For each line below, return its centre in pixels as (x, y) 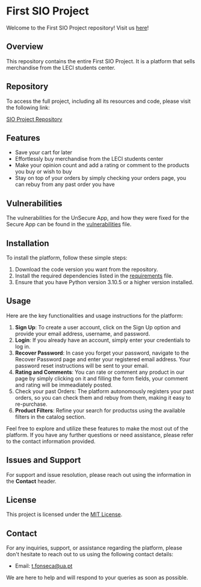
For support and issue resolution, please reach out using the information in (99, 474)
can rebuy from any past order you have (65, 184)
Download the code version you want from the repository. (86, 269)
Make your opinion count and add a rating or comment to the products (102, 165)
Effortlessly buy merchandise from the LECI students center (89, 159)
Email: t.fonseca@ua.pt (44, 566)
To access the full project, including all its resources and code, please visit (98, 101)
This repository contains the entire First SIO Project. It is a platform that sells (101, 61)
